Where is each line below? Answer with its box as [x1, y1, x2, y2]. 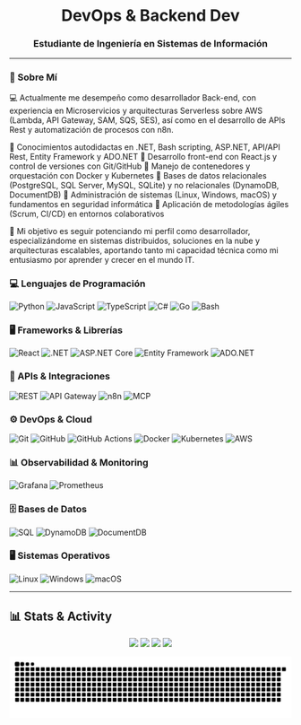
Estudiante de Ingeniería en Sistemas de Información [32, 38, 269, 50]
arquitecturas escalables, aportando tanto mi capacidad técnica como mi [9, 244, 279, 256]
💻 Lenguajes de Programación [9, 277, 146, 290]
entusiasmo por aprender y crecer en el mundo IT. [9, 254, 195, 265]
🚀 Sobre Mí [9, 71, 58, 83]
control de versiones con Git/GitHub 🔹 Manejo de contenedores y [9, 161, 251, 171]
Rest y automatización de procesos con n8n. [9, 124, 175, 135]
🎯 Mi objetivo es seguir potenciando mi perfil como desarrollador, [9, 225, 251, 236]
